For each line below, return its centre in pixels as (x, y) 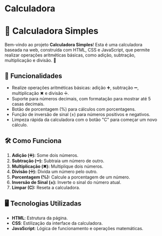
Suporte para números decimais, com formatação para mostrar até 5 (81, 98)
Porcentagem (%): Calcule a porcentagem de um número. (71, 177)
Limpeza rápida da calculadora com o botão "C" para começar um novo (84, 119)
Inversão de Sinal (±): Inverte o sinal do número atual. (66, 182)
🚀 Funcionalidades (33, 76)
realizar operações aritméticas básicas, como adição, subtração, (70, 55)
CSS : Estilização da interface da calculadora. (57, 223)
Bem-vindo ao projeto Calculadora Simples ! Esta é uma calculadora (74, 45)
